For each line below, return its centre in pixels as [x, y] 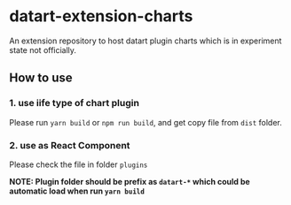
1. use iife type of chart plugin [75, 103]
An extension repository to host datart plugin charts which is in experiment [145, 41]
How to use [41, 78]
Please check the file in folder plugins [79, 164]
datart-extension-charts [101, 16]
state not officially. [43, 49]
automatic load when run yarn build [77, 191]
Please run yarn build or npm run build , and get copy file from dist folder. [145, 122]
